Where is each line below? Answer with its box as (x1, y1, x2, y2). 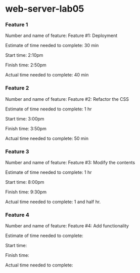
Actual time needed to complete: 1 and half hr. (5, 199, 101, 205)
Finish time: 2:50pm (5, 62, 46, 68)
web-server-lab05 (5, 3, 84, 15)
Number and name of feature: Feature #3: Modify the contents (5, 160, 135, 166)
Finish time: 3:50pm (5, 125, 46, 132)
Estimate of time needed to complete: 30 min (5, 43, 99, 49)
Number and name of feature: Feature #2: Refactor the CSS (5, 96, 129, 102)
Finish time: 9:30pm (5, 189, 47, 195)
